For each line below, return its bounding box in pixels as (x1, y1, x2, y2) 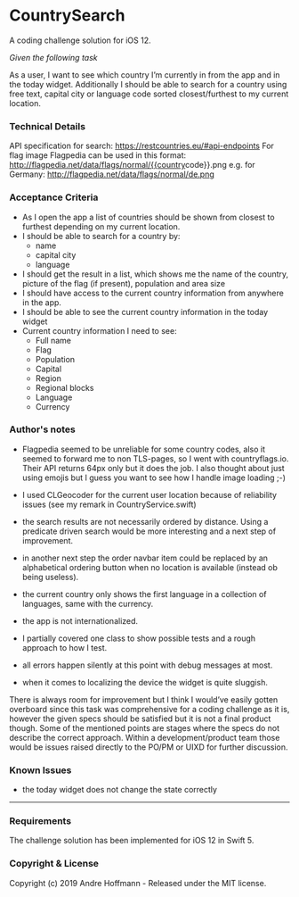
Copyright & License (9, 858, 100, 870)
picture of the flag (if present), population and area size (21, 278, 225, 288)
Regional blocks (35, 382, 94, 393)
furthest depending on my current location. (21, 220, 181, 232)
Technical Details (9, 120, 86, 132)
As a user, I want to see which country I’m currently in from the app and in (9, 69, 280, 80)
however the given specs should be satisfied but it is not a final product (9, 713, 271, 724)
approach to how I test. (21, 642, 108, 652)
